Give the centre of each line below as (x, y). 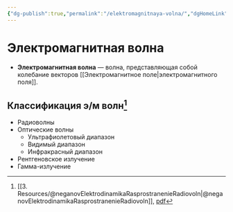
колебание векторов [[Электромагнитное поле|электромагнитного (117, 74)
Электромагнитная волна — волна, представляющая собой (107, 67)
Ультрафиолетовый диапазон (71, 137)
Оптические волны (45, 130)
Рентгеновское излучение (56, 159)
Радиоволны (36, 123)
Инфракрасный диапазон (65, 152)
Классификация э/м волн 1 (67, 105)
